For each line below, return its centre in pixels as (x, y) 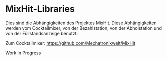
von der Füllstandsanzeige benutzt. (42, 33)
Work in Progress (23, 53)
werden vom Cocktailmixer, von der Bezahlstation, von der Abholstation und (83, 28)
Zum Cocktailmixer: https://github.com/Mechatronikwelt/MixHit (70, 43)
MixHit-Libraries (40, 9)
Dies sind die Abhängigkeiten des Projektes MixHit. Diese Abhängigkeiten (81, 23)
